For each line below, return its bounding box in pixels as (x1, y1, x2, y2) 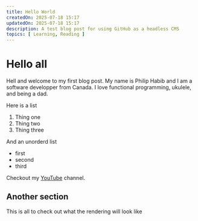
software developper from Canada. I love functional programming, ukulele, (6, 84, 191, 91)
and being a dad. (6, 90, 48, 97)
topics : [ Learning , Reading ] (6, 31, 85, 37)
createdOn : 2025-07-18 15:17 (6, 14, 80, 21)
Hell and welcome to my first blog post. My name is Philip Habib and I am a (6, 77, 193, 85)
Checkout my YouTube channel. (6, 175, 86, 182)
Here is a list (6, 102, 37, 109)
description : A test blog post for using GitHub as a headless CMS (6, 25, 180, 32)
